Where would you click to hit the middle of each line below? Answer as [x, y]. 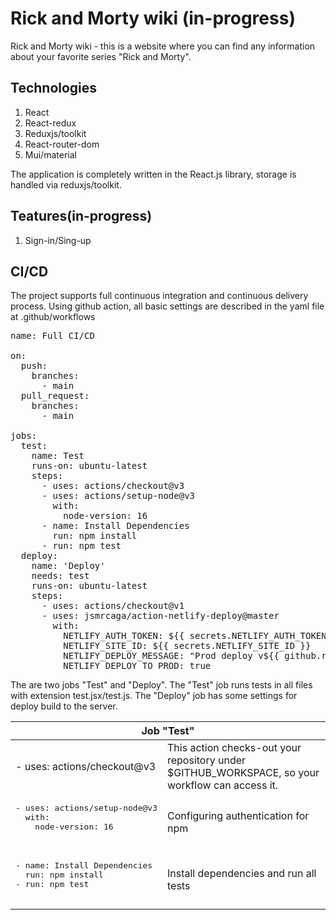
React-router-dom [62, 144]
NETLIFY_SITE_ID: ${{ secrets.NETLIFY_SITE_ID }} [187, 646]
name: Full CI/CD [52, 336]
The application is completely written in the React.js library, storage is [153, 174]
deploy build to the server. [64, 706]
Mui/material [50, 154]
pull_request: [55, 396]
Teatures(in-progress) [81, 216]
